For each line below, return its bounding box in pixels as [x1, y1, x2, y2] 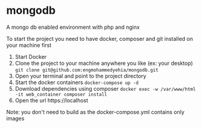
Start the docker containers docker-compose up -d [14, 79, 139, 86]
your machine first [6, 41, 52, 49]
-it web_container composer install [14, 91, 107, 97]
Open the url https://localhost [14, 97, 89, 104]
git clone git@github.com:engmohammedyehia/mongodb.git [14, 67, 159, 73]
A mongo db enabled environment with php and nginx [6, 23, 140, 31]
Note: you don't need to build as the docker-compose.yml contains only [6, 108, 185, 115]
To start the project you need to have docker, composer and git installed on [6, 35, 193, 42]
